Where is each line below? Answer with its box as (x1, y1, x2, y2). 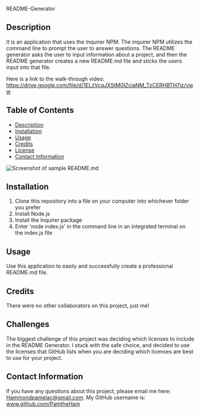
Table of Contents (6, 105, 75, 115)
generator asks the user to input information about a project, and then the (6, 51, 187, 58)
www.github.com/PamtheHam (6, 400, 81, 407)
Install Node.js (14, 210, 50, 218)
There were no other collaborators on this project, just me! (6, 302, 150, 310)
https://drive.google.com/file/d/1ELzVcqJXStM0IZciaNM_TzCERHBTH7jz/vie (6, 81, 193, 88)
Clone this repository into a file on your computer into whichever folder (14, 197, 189, 205)
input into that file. (6, 63, 51, 71)
